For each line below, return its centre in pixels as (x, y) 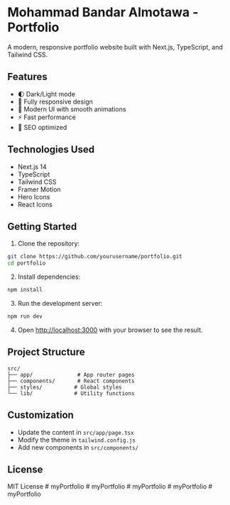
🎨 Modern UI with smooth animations (72, 109)
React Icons (35, 204)
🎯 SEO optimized (42, 127)
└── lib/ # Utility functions (71, 393)
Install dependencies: (49, 277)
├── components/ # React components (71, 381)
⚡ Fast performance (46, 117)
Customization (41, 415)
